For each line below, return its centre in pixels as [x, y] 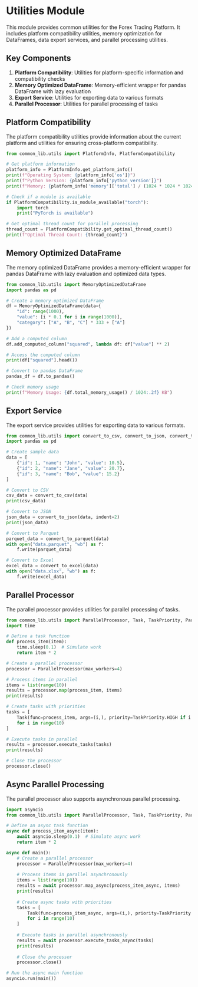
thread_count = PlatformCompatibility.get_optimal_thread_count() [89, 229]
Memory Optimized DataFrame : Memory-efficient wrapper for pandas [100, 85]
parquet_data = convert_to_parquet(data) [58, 539]
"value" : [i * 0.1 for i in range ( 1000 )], [70, 317]
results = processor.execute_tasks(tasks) [59, 745]
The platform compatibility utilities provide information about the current [94, 136]
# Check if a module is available [49, 197]
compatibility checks [40, 78]
